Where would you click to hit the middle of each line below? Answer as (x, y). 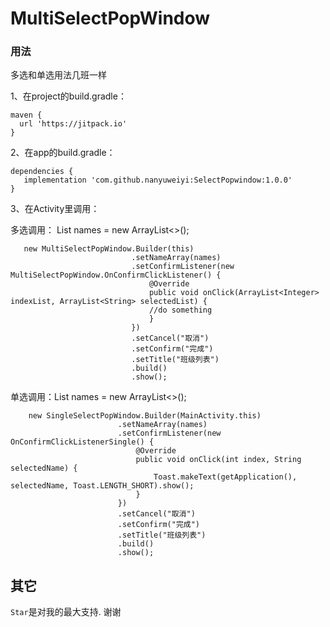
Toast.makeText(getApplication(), (225, 477)
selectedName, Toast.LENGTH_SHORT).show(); (102, 486)
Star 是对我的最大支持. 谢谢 (66, 612)
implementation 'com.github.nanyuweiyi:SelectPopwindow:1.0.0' (158, 180)
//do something (180, 310)
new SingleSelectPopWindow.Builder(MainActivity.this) (145, 416)
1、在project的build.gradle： (68, 96)
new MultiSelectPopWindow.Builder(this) (109, 249)
